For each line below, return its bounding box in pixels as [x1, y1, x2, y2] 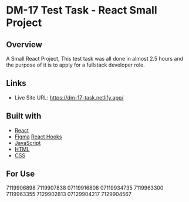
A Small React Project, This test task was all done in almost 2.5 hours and [6, 55, 184, 62]
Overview [6, 39, 43, 49]
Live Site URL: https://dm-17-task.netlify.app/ [14, 94, 124, 101]
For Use [6, 169, 35, 179]
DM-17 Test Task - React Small [6, 4, 157, 17]
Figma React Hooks [14, 133, 62, 140]
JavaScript [14, 139, 41, 146]
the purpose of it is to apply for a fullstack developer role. [6, 61, 145, 68]
